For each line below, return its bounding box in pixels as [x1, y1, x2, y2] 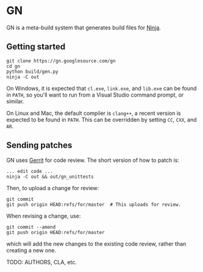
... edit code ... [6, 168, 53, 174]
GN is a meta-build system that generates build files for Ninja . [6, 24, 162, 31]
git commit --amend [6, 224, 56, 230]
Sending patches [6, 140, 73, 150]
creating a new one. [6, 246, 57, 254]
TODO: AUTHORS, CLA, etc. [6, 258, 77, 266]
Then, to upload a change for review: [6, 184, 99, 191]
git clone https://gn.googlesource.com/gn [6, 57, 116, 64]
